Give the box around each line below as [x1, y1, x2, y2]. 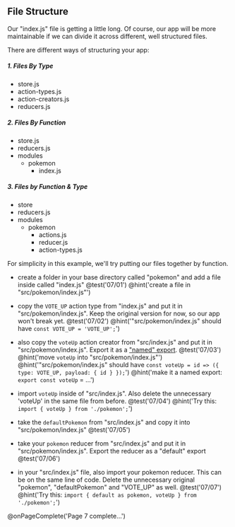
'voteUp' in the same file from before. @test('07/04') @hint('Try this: [17, 396, 217, 405]
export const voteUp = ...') [17, 375, 95, 384]
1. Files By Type [7, 62, 54, 70]
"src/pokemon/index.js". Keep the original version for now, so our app [17, 309, 220, 318]
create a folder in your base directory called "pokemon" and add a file [17, 272, 221, 282]
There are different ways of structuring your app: [7, 45, 150, 54]
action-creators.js [17, 95, 70, 103]
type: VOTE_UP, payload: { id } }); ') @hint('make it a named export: [17, 368, 222, 376]
